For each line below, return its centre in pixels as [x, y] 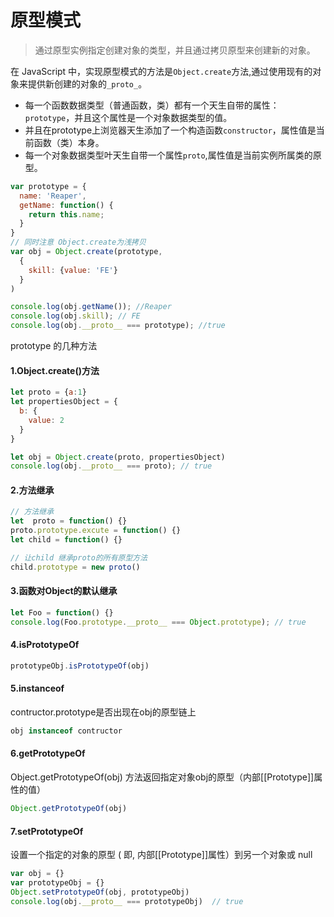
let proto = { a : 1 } [48, 392]
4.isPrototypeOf [45, 645]
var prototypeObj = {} [57, 882]
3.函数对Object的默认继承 [64, 591]
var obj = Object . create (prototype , [86, 252]
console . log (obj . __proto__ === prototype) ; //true [118, 326]
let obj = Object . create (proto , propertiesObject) [118, 457]
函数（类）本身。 [69, 142]
